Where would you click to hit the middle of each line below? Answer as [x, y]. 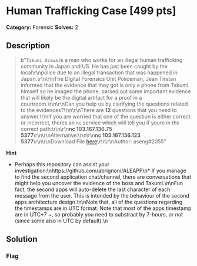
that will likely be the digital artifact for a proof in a [81, 97]
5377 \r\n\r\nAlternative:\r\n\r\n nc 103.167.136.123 [81, 135]
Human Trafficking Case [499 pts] [91, 11]
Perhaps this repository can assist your [62, 164]
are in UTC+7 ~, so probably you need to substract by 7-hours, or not [99, 214]
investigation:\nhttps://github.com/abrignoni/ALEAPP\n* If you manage [100, 170]
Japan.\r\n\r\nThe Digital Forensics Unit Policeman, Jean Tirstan [98, 78]
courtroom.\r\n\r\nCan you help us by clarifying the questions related [104, 104]
